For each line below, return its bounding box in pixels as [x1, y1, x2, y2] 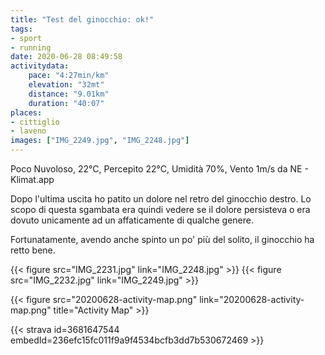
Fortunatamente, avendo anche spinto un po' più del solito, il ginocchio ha [10, 234, 315, 245]
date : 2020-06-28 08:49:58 [10, 52, 123, 62]
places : [10, 107, 43, 118]
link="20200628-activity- [199, 294, 305, 305]
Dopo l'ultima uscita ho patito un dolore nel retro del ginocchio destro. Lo [10, 193, 312, 205]
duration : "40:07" [28, 98, 105, 108]
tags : [10, 24, 33, 34]
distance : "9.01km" [28, 89, 110, 99]
